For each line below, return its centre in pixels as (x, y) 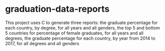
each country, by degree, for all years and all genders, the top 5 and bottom (83, 27)
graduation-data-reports (57, 9)
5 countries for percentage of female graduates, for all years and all (74, 33)
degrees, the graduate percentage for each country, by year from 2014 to (80, 38)
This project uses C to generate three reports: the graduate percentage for (82, 23)
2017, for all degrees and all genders (42, 43)
